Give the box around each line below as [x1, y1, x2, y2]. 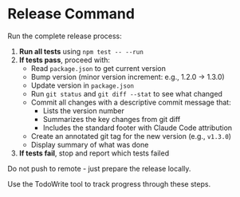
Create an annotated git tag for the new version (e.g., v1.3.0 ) [30, 131, 232, 140]
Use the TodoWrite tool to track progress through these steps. [7, 179, 211, 188]
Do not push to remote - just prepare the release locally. [7, 164, 191, 173]
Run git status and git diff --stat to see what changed [30, 89, 222, 98]
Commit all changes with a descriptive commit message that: [30, 97, 232, 107]
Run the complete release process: [7, 31, 122, 41]
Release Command [7, 5, 135, 23]
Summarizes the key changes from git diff [42, 114, 181, 124]
